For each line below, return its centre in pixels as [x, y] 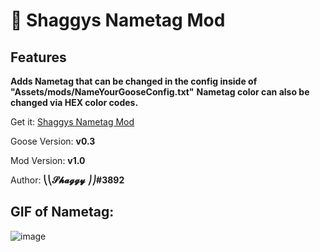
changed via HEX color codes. [74, 102]
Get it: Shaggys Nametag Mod [72, 122]
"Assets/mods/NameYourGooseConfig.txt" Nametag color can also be [160, 92]
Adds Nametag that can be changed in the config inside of [134, 81]
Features [38, 57]
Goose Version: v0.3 [53, 141]
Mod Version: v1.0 [48, 160]
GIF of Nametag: [62, 212]
